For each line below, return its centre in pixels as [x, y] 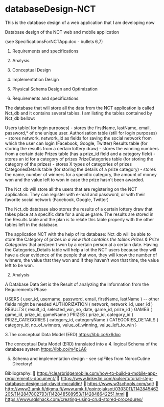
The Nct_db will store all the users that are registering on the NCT [71, 189]
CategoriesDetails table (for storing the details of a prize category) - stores [81, 169]
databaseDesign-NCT [51, 9]
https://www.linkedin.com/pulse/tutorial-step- [107, 378]
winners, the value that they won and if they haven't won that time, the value [82, 260]
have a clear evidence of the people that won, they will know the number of [81, 255]
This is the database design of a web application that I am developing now [80, 23]
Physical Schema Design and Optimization [55, 89]
